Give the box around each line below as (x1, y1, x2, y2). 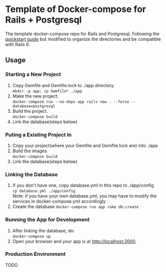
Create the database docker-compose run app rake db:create (12, 204, 139, 210)
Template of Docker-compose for (5, 4, 146, 15)
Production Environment (5, 250, 66, 257)
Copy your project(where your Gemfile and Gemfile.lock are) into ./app (12, 142, 158, 148)
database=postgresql (12, 104, 55, 109)
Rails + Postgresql (5, 14, 82, 26)
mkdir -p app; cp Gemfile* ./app (12, 89, 82, 94)
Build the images (12, 148, 47, 154)
